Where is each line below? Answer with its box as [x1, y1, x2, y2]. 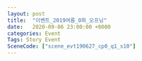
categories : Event [7, 29, 61, 37]
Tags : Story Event [7, 36, 61, 43]
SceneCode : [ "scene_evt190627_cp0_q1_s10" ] [7, 43, 136, 50]
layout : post [7, 10, 45, 18]
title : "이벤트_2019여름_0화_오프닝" [7, 17, 107, 24]
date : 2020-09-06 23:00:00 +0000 [7, 23, 111, 30]
